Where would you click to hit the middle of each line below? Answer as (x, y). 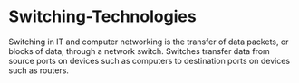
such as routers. (39, 70)
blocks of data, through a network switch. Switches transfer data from (140, 51)
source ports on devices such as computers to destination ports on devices (149, 60)
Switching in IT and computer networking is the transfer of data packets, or (149, 41)
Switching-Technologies (102, 17)
